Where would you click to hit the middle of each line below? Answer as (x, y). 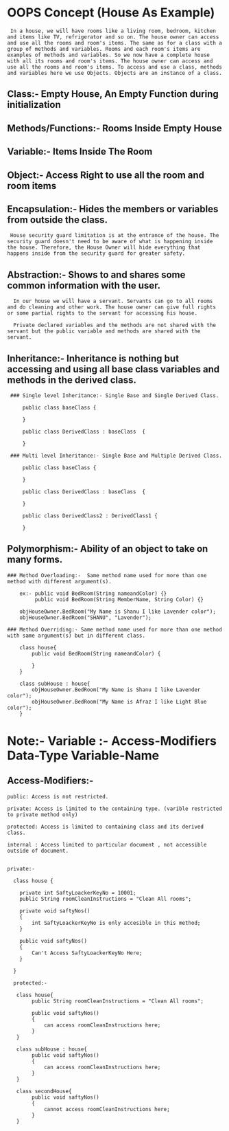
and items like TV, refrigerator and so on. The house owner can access (113, 37)
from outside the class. (58, 220)
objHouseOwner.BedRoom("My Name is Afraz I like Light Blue (119, 702)
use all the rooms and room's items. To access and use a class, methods (115, 67)
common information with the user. (84, 285)
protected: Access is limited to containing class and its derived (106, 827)
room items (32, 186)
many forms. (35, 560)
